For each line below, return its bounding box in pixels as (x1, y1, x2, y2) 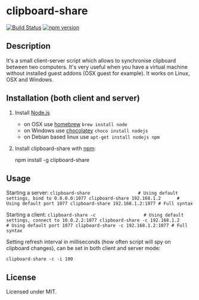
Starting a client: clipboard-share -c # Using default (6, 211, 184, 218)
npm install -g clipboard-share (14, 156, 90, 163)
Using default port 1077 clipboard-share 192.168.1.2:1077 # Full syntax (6, 201, 194, 207)
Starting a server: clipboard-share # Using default (6, 189, 179, 196)
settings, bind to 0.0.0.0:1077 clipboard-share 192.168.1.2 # (6, 195, 180, 202)
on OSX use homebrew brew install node (23, 120, 128, 127)
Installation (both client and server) (6, 93, 140, 104)
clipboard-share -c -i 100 (6, 256, 73, 262)
